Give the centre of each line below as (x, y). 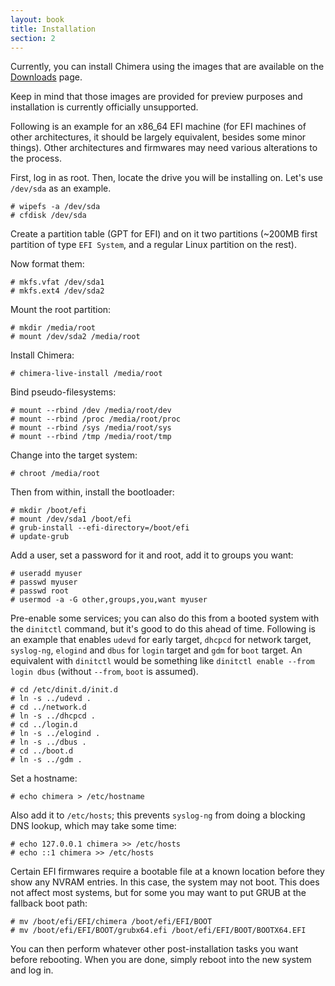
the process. (36, 158)
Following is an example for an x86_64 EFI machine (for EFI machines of (158, 127)
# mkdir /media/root (53, 328)
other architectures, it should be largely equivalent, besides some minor (158, 137)
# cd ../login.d (44, 725)
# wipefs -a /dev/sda (55, 207)
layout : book (37, 19)
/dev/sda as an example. (61, 188)
